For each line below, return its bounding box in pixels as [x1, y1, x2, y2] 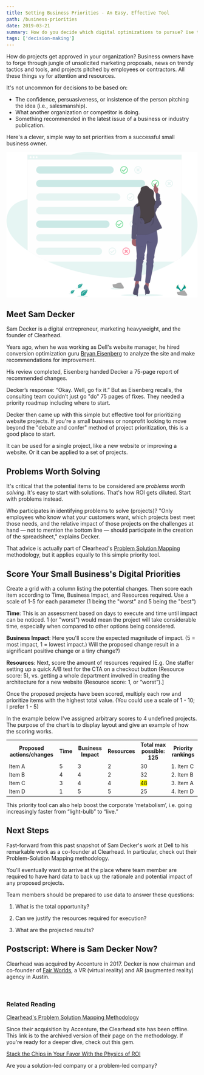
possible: [141, 747, 165, 755]
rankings [171, 750, 195, 758]
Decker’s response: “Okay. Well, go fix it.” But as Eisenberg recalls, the [6, 386, 183, 394]
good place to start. [6, 430, 56, 438]
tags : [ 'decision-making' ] [6, 35, 75, 42]
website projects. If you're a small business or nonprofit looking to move [6, 417, 187, 425]
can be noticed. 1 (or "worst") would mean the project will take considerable [6, 616, 196, 623]
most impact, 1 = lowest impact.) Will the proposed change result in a [6, 641, 179, 648]
